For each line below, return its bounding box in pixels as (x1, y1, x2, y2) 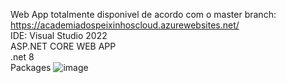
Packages (10, 62, 52, 73)
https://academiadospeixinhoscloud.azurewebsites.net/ (10, 19, 240, 31)
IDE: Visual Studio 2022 (10, 30, 108, 41)
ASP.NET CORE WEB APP (10, 40, 117, 52)
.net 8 (10, 51, 35, 63)
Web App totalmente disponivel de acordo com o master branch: (10, 9, 277, 20)
